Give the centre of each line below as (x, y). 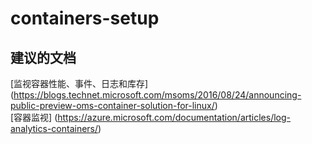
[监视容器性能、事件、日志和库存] (79, 83)
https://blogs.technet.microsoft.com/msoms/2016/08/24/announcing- (157, 95)
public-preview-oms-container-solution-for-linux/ (112, 105)
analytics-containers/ (54, 128)
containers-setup (85, 18)
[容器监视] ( (34, 117)
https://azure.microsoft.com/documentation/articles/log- (174, 117)
